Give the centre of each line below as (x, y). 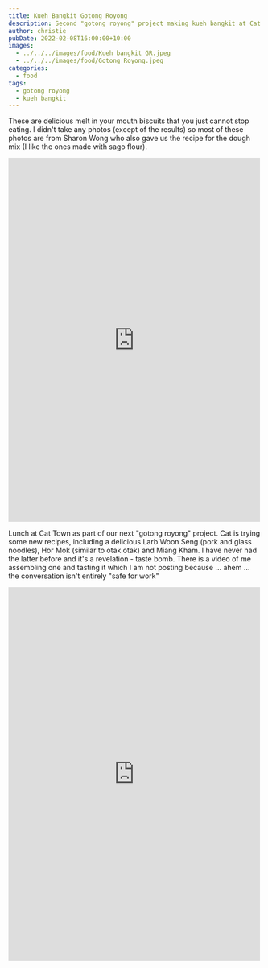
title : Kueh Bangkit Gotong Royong (68, 16)
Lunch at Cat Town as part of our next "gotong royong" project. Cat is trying (134, 533)
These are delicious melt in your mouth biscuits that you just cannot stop (129, 121)
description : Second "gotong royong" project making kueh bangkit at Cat (135, 23)
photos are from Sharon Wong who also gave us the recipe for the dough (130, 139)
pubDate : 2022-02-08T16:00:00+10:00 (70, 38)
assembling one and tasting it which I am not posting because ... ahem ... (129, 568)
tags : (17, 83)
